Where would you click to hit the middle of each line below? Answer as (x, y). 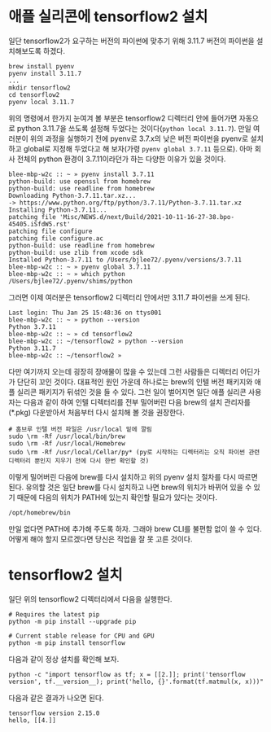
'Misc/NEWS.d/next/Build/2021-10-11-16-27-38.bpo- (147, 217)
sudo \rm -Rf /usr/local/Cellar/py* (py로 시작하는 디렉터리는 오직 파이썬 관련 (134, 452)
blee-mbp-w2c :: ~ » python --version (74, 320)
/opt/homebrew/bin (39, 513)
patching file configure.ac (56, 238)
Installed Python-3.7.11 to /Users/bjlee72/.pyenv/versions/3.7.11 (125, 260)
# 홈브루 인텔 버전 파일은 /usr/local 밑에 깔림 (81, 429)
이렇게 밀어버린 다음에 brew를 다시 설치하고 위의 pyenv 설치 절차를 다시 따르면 (133, 476)
